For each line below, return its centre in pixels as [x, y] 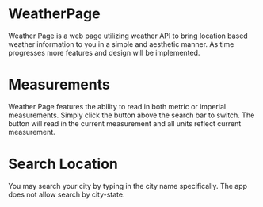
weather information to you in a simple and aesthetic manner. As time [121, 44]
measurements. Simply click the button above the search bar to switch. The [131, 115]
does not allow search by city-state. [67, 194]
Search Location [63, 164]
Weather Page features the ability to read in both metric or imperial [117, 106]
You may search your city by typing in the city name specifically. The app [128, 186]
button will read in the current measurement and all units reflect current [125, 123]
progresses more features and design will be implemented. [104, 52]
